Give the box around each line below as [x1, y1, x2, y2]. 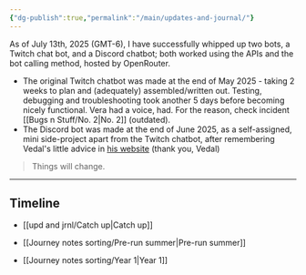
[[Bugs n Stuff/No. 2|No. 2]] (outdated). [22, 114, 171, 125]
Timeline [9, 196, 61, 211]
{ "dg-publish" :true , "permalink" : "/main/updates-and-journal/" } [9, 13, 255, 23]
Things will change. [31, 160, 106, 171]
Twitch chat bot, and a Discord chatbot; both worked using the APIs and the [9, 47, 294, 59]
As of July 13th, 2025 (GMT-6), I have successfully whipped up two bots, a [9, 38, 291, 49]
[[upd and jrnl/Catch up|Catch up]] [22, 219, 153, 230]
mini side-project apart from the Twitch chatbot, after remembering [22, 133, 275, 144]
